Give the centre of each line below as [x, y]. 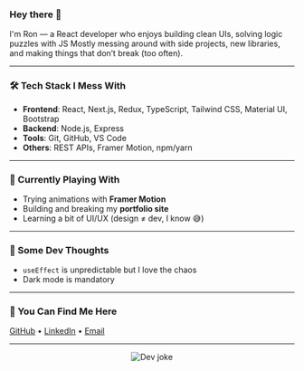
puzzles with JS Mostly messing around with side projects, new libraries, [145, 43]
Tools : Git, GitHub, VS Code [74, 138]
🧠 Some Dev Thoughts [59, 250]
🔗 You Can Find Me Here [63, 311]
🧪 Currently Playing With [65, 179]
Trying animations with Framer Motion [94, 199]
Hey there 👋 [35, 14]
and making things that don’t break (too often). [96, 53]
